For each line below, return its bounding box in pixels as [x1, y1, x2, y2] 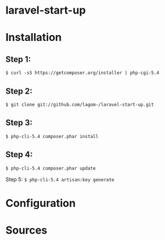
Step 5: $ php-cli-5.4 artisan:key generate [5, 175, 115, 183]
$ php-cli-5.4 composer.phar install [5, 133, 99, 139]
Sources [5, 223, 48, 237]
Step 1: [5, 54, 31, 64]
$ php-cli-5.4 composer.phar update [5, 165, 96, 171]
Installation [5, 31, 62, 44]
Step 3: [5, 118, 33, 128]
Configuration [5, 196, 76, 210]
